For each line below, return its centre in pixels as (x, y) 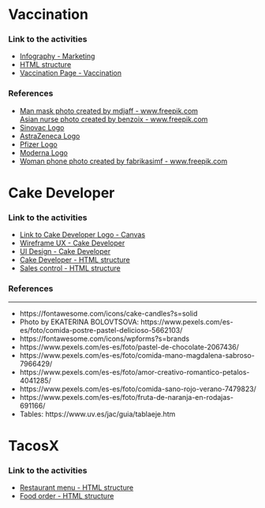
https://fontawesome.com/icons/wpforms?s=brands (105, 338)
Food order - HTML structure (67, 496)
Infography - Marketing (57, 56)
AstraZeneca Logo (50, 136)
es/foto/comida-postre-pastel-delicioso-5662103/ (101, 330)
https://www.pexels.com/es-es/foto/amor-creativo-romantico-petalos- (134, 372)
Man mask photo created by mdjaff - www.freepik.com (109, 110)
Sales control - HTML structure (70, 268)
